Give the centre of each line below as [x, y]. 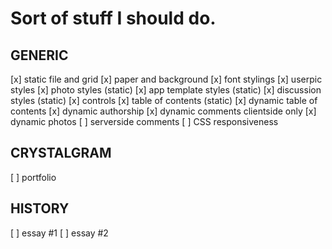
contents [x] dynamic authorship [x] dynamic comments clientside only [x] [163, 111]
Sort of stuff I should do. [113, 18]
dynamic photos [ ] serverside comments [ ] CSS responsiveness [144, 121]
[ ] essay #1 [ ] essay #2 [59, 233]
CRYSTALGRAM [61, 153]
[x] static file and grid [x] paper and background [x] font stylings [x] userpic [166, 79]
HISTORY [40, 208]
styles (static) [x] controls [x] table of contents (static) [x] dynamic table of [164, 100]
